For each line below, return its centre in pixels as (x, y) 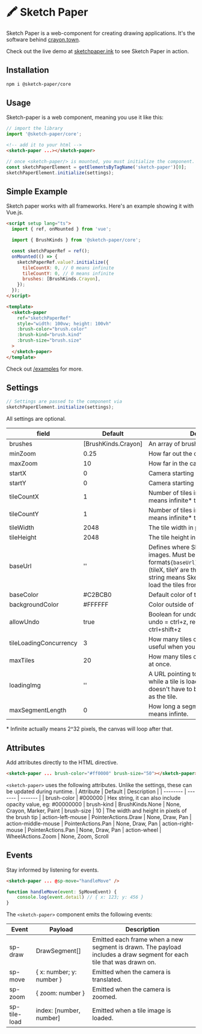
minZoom (23, 454)
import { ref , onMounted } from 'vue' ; (62, 229)
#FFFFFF (96, 605)
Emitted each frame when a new (138, 940)
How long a (164, 706)
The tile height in (172, 537)
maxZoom (23, 464)
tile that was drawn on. (124, 962)
